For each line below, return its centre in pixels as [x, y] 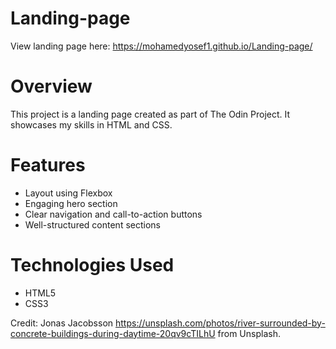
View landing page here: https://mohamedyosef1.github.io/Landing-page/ [161, 46]
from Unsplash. [249, 333]
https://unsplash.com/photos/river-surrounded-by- [220, 323]
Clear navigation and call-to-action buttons [113, 214]
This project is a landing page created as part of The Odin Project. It [150, 114]
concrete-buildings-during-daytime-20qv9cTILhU [113, 333]
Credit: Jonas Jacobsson [62, 323]
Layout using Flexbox [68, 193]
